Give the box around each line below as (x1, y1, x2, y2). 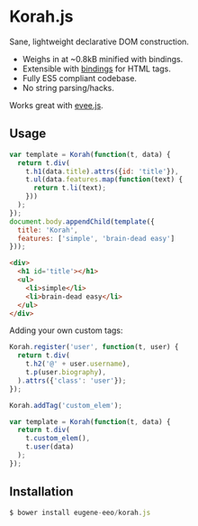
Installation (9, 484, 74, 500)
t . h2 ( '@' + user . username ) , (25, 359, 130, 369)
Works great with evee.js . (9, 99, 103, 110)
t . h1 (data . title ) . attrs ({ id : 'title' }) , (25, 167, 179, 176)
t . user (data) (25, 442, 75, 452)
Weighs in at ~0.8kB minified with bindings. (22, 53, 184, 64)
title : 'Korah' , (17, 226, 78, 235)
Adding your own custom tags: (9, 325, 123, 336)
